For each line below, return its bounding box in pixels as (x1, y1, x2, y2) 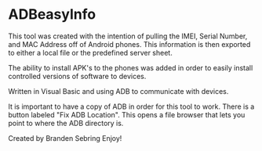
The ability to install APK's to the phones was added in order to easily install (8, 63, 253, 72)
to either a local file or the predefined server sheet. (8, 48, 173, 57)
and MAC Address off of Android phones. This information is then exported (8, 39, 251, 49)
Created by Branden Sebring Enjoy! (8, 133, 122, 142)
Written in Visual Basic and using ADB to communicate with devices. (8, 86, 229, 95)
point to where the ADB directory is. (8, 118, 124, 128)
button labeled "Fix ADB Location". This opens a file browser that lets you (8, 110, 246, 119)
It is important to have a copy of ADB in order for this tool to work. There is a (8, 102, 255, 111)
